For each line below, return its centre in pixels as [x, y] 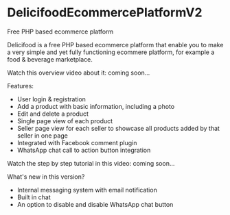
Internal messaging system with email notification [87, 190]
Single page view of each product [65, 121]
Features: [21, 86]
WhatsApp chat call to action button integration [84, 150]
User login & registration [51, 99]
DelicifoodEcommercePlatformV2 [105, 13]
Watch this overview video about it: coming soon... [79, 73]
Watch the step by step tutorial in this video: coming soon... [91, 163]
